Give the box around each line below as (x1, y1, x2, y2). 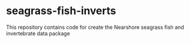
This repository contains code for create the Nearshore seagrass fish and (6, 24, 184, 31)
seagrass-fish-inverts (6, 4, 116, 18)
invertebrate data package (6, 29, 71, 37)
